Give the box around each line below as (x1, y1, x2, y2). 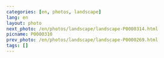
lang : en (6, 14, 28, 21)
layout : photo (6, 20, 42, 26)
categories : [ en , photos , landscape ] (6, 8, 102, 15)
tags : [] (6, 43, 28, 49)
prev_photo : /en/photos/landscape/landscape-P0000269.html (6, 37, 159, 43)
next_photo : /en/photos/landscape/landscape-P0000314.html (6, 25, 159, 32)
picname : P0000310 (6, 31, 53, 37)
